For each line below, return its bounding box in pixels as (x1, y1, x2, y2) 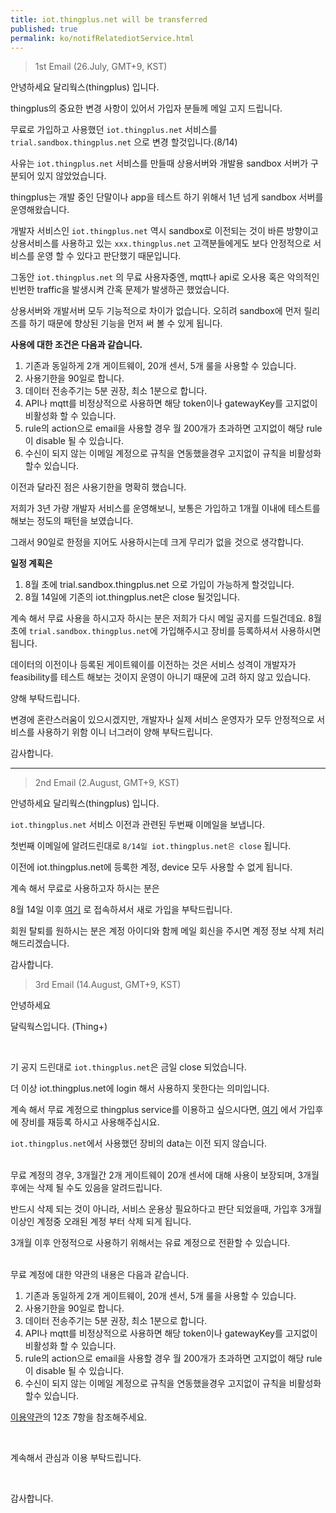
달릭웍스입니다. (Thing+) (10, 1021, 108, 1033)
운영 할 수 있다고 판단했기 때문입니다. (36, 250, 182, 262)
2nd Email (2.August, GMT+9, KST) (34, 777, 180, 789)
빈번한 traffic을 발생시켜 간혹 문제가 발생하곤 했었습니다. (10, 284, 230, 296)
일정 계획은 (10, 557, 53, 570)
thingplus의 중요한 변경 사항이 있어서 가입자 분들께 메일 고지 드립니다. (10, 102, 283, 115)
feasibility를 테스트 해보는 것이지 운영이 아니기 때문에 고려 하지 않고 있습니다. (10, 671, 312, 683)
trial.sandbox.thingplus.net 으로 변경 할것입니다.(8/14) (10, 136, 238, 148)
